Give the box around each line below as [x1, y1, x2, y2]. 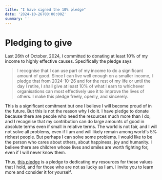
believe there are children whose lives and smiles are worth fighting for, [5, 144, 149, 150]
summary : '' [5, 16, 29, 21]
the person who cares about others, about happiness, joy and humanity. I [5, 139, 152, 145]
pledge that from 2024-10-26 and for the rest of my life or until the [17, 78, 151, 84]
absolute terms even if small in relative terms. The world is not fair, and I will [5, 124, 158, 129]
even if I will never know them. [5, 149, 66, 156]
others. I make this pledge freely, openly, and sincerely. [17, 93, 128, 100]
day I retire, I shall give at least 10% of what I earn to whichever [17, 83, 144, 89]
